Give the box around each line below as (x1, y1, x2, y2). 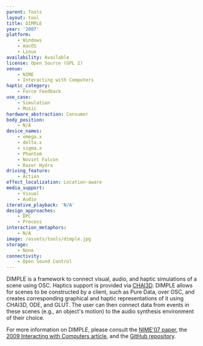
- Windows (17, 37, 43, 43)
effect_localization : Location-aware (6, 179, 102, 186)
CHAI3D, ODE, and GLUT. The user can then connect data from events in (6, 301, 190, 309)
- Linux (17, 49, 37, 55)
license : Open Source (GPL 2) (6, 60, 84, 66)
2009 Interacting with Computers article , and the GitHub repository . (6, 333, 176, 340)
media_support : (6, 185, 45, 191)
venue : (6, 65, 23, 72)
